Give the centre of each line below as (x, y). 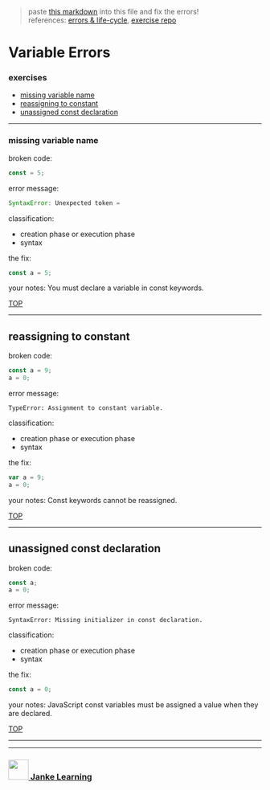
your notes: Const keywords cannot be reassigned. (93, 500)
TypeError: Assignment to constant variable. (86, 408)
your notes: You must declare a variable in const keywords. (106, 288)
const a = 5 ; (30, 272)
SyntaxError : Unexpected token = (64, 203)
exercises (28, 78)
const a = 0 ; (30, 690)
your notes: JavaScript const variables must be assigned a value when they (133, 705)
